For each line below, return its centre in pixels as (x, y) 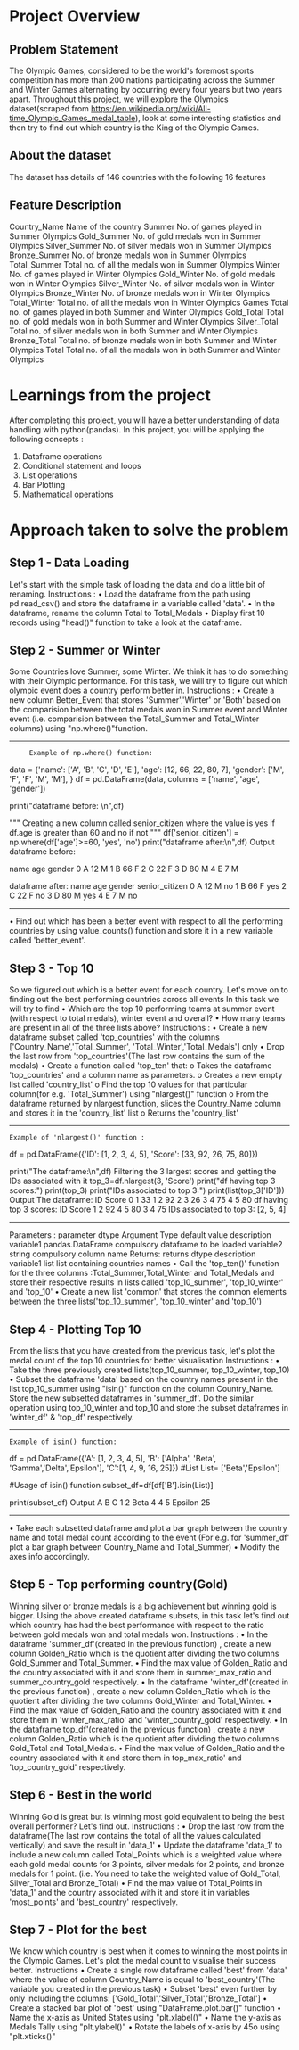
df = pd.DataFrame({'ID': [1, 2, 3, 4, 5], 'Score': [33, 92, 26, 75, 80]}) (133, 1154)
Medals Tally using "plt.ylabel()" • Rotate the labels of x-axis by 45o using (145, 2027)
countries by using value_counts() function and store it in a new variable (141, 931)
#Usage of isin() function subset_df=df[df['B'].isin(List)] (111, 1485)
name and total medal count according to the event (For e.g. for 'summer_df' (149, 1537)
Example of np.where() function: (91, 753)
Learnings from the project (110, 395)
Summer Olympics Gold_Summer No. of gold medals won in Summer (135, 236)
